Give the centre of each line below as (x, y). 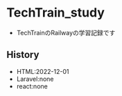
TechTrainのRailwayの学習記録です (66, 32)
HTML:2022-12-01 (43, 71)
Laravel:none (35, 79)
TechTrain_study (55, 13)
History (23, 55)
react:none (32, 86)
